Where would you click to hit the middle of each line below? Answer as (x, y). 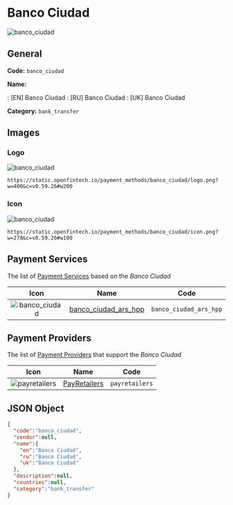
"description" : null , (43, 476)
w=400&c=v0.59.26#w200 (40, 187)
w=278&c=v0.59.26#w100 (40, 238)
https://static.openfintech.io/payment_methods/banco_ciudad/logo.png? (113, 181)
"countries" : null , (40, 483)
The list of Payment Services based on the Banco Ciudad (89, 276)
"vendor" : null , (35, 437)
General (25, 54)
